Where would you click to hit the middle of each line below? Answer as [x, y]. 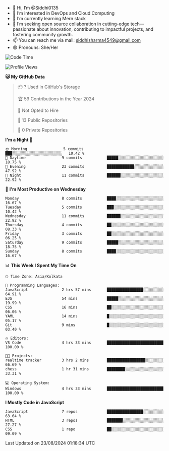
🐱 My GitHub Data [25, 77]
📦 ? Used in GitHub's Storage [49, 87]
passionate [24, 29]
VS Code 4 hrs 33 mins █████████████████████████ [84, 343]
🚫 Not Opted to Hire [38, 110]
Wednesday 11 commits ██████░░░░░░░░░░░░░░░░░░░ [84, 216]
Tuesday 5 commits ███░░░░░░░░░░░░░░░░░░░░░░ [84, 207]
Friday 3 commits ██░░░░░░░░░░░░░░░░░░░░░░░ [84, 234]
